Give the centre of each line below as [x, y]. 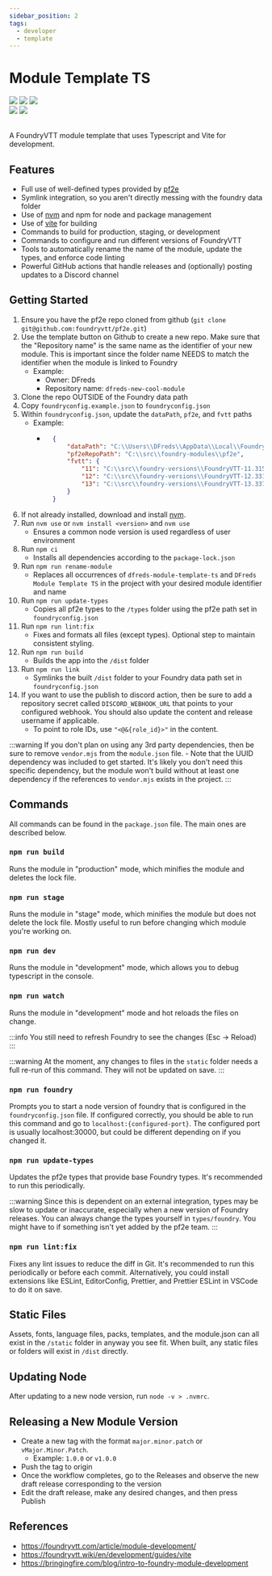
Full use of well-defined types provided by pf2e [100, 189]
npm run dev [33, 951]
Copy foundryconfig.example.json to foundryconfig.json [115, 406]
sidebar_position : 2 [44, 16]
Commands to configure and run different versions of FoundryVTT [131, 240]
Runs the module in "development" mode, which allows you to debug [124, 968]
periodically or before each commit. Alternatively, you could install [119, 1272]
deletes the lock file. [43, 877]
